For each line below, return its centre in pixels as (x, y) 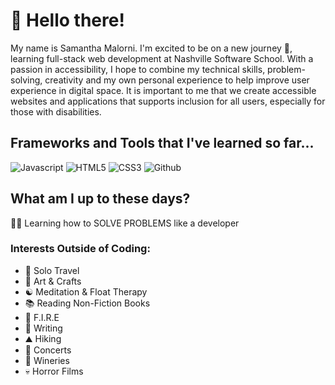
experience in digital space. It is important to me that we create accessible (163, 90)
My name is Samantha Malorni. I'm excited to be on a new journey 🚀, (151, 48)
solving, (26, 80)
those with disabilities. (56, 111)
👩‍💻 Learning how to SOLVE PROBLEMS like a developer (125, 223)
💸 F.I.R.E (42, 317)
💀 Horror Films (54, 371)
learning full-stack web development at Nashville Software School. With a (162, 58)
